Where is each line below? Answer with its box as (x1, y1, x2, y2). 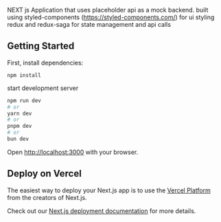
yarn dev (7, 110, 32, 117)
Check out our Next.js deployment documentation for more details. (7, 206, 196, 215)
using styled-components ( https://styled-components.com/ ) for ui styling (7, 13, 215, 21)
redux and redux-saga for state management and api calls (7, 21, 172, 28)
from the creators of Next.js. (7, 193, 87, 201)
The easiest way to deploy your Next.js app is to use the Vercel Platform (7, 186, 211, 195)
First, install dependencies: (7, 58, 84, 67)
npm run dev (7, 97, 41, 104)
